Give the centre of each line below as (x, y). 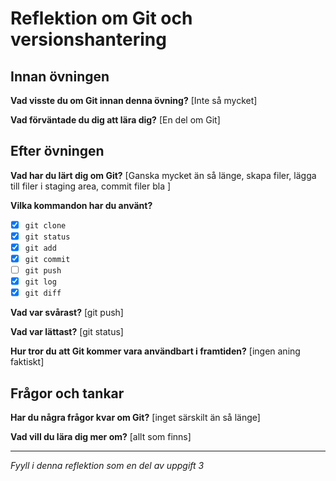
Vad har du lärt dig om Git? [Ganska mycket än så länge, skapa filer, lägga (163, 175)
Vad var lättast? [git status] (67, 332)
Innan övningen (60, 76)
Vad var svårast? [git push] (67, 313)
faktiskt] (27, 362)
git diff (43, 293)
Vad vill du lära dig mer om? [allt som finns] (101, 437)
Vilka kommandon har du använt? (81, 205)
